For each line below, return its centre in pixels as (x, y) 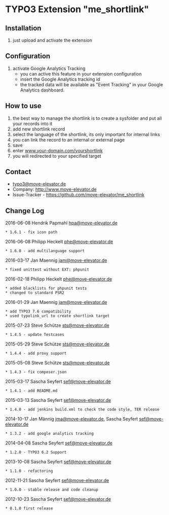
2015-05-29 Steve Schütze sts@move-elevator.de (57, 344)
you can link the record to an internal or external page (69, 140)
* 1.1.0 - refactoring (29, 471)
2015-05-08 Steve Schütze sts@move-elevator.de (58, 363)
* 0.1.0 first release (29, 508)
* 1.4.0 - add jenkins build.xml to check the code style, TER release (82, 409)
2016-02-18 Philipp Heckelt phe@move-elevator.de (59, 279)
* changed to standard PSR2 (35, 293)
